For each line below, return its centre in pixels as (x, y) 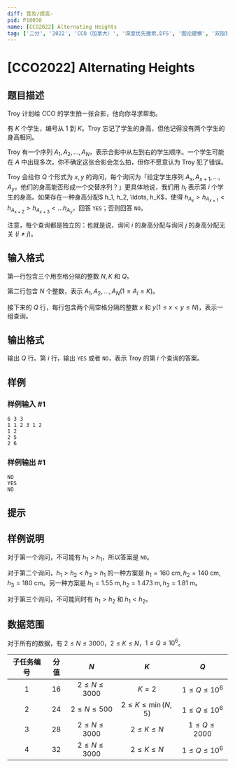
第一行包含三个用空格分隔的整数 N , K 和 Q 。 (70, 276)
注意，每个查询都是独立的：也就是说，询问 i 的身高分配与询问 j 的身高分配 (113, 225)
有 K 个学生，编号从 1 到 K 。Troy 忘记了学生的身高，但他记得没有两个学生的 (116, 128)
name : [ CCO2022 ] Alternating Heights (62, 27)
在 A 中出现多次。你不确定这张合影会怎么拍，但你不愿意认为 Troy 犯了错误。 (117, 162)
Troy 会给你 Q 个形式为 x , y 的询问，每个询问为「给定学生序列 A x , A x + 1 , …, (114, 178)
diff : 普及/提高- (30, 14)
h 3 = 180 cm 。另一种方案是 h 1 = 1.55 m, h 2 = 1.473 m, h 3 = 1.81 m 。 (104, 584)
